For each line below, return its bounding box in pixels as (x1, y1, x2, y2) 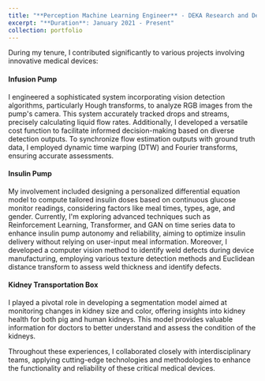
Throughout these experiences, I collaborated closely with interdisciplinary (8, 346, 251, 356)
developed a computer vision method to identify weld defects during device (8, 245, 255, 255)
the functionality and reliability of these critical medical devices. (8, 363, 215, 372)
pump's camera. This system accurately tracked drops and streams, (8, 108, 230, 119)
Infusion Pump (8, 74, 58, 84)
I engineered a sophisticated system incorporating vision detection (8, 92, 226, 101)
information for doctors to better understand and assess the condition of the (8, 323, 256, 332)
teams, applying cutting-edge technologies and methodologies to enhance (8, 355, 251, 364)
